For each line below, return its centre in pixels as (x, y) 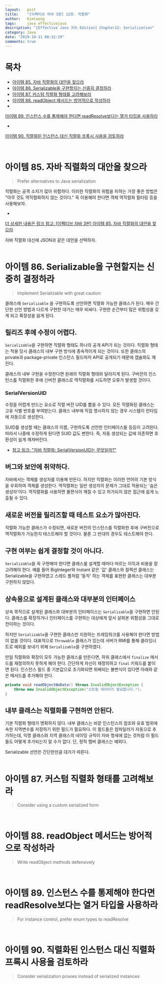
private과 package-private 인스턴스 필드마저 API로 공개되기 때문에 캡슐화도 (78, 357)
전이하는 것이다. (20, 624)
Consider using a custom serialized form (58, 805)
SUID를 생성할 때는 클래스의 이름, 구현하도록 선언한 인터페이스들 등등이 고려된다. (82, 427)
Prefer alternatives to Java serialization (57, 181)
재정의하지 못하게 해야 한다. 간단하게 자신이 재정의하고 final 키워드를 (80, 663)
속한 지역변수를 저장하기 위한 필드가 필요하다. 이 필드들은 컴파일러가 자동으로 (78, 729)
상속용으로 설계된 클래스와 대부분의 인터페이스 (70, 599)
